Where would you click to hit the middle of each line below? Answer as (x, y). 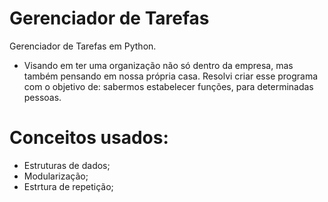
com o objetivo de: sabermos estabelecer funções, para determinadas (168, 86)
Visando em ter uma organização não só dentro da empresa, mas (158, 65)
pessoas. (42, 97)
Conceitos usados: (89, 138)
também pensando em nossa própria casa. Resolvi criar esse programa (171, 76)
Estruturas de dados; (67, 165)
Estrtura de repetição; (68, 186)
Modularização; (56, 176)
